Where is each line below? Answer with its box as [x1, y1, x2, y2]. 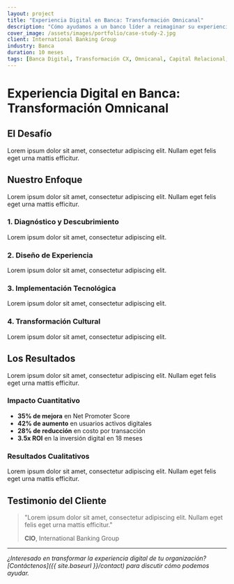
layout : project [7, 10, 54, 17]
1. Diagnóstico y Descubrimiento [7, 217, 120, 227]
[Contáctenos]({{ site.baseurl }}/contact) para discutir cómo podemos [7, 561, 210, 569]
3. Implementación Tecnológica [7, 283, 116, 293]
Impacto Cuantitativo [7, 396, 80, 406]
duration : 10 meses [7, 49, 64, 56]
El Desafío [7, 128, 52, 140]
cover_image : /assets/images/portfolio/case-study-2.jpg [7, 29, 176, 37]
